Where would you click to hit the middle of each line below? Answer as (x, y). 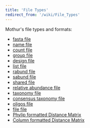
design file (24, 60)
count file (22, 50)
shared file (24, 82)
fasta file (22, 39)
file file (19, 109)
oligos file (23, 104)
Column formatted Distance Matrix (49, 120)
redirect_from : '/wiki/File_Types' (43, 15)
